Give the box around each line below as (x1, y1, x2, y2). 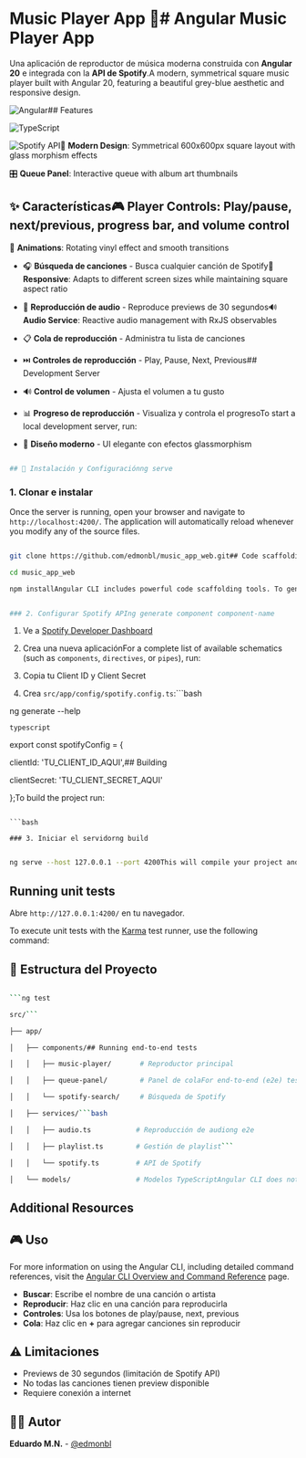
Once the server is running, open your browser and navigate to (9, 506, 246, 517)
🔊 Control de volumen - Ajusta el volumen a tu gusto (22, 385, 225, 396)
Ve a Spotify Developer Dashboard (22, 625, 153, 636)
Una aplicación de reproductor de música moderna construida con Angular (9, 58, 293, 68)
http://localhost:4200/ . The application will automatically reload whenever (9, 516, 294, 527)
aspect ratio (22, 283, 68, 294)
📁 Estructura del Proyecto (9, 961, 158, 977)
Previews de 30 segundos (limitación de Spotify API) (22, 1369, 220, 1379)
